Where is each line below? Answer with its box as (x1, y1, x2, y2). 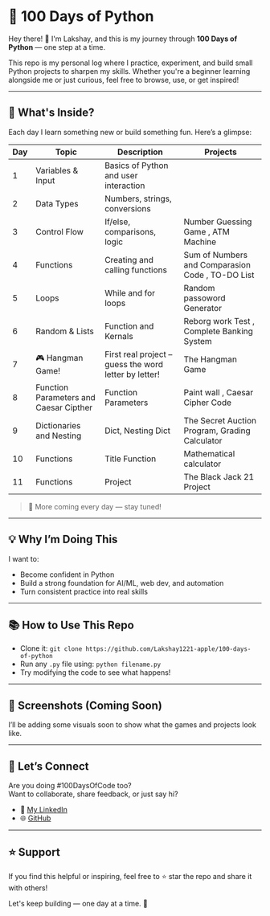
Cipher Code (183, 397, 231, 408)
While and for (104, 287, 155, 298)
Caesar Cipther (35, 402, 93, 413)
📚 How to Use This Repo (8, 618, 134, 632)
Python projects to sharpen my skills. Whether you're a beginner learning (8, 66, 251, 76)
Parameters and (35, 391, 96, 403)
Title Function (104, 453, 157, 464)
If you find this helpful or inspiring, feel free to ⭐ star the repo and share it (8, 871, 252, 881)
